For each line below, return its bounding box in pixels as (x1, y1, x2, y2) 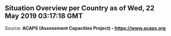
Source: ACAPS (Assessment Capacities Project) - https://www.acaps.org (5, 25, 166, 31)
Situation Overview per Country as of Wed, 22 (5, 4, 155, 12)
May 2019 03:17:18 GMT (5, 12, 83, 20)
